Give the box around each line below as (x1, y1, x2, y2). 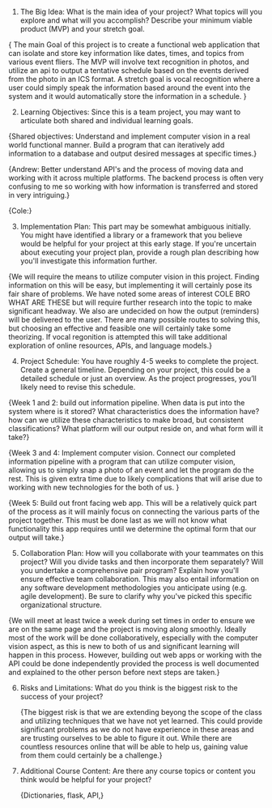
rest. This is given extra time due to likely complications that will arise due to (8, 474, 263, 483)
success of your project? (19, 692, 104, 701)
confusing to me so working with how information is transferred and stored (8, 182, 258, 191)
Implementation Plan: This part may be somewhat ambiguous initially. (19, 222, 252, 231)
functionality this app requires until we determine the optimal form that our (8, 524, 257, 533)
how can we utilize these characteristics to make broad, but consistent (8, 415, 244, 425)
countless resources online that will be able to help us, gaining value (19, 742, 249, 751)
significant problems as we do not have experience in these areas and (19, 725, 254, 734)
